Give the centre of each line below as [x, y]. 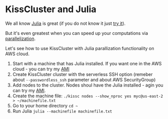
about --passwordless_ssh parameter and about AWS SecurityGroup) [84, 80]
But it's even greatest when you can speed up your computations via [77, 33]
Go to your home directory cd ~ [45, 105]
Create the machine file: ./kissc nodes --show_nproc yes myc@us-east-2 [88, 96]
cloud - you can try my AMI [41, 69]
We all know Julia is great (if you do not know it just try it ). [66, 23]
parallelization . [20, 38]
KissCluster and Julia [51, 9]
